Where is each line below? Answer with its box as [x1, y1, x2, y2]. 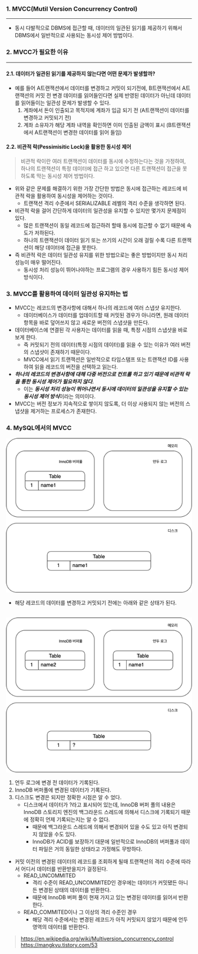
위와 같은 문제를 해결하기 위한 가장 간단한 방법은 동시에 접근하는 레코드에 [14, 185, 181, 192]
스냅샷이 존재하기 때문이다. [29, 349, 91, 356]
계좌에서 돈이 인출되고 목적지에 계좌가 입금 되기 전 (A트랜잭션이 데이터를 [23, 106, 190, 113]
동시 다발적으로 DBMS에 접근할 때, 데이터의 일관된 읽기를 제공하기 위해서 [14, 24, 183, 31]
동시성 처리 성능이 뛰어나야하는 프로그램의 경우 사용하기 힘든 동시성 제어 [23, 266, 189, 273]
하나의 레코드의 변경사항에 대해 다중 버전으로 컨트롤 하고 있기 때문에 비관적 [14, 371, 184, 378]
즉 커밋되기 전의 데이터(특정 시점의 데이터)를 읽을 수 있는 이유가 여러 [23, 341, 180, 349]
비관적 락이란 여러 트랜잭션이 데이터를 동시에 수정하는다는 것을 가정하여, [20, 158, 186, 164]
